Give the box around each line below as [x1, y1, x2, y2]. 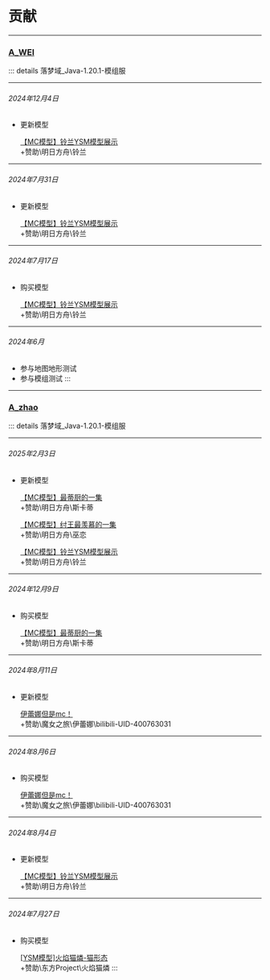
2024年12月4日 [8, 93, 59, 103]
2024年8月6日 [8, 746, 56, 756]
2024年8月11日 [8, 666, 58, 675]
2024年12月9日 [8, 584, 59, 594]
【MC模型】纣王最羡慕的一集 [19, 519, 117, 529]
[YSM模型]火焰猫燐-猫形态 [19, 953, 108, 962]
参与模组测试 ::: [19, 374, 71, 384]
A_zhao [8, 401, 39, 413]
